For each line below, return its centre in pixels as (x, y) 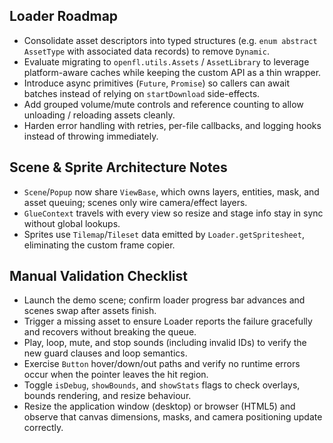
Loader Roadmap (64, 16)
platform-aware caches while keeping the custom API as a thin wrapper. (172, 72)
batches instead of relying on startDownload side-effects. (142, 93)
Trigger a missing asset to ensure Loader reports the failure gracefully (168, 321)
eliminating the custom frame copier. (99, 245)
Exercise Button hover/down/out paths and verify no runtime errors (162, 364)
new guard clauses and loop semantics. (105, 353)
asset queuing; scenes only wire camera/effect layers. (135, 202)
